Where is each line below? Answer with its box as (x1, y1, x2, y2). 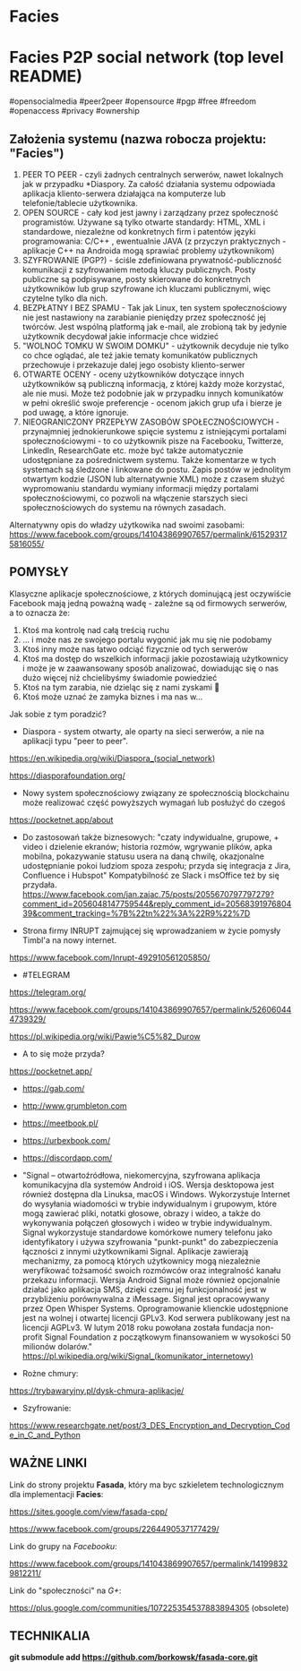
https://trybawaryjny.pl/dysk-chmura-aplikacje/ (9, 1385, 185, 1396)
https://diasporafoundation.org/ (9, 770, 125, 781)
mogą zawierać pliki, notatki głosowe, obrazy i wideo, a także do (21, 1207, 262, 1219)
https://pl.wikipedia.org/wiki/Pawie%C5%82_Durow (9, 1031, 201, 1041)
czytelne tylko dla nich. (21, 293, 108, 304)
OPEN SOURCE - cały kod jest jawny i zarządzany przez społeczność (21, 207, 279, 218)
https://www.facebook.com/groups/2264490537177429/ (9, 1523, 219, 1534)
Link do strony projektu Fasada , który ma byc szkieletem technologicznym (9, 1479, 284, 1490)
